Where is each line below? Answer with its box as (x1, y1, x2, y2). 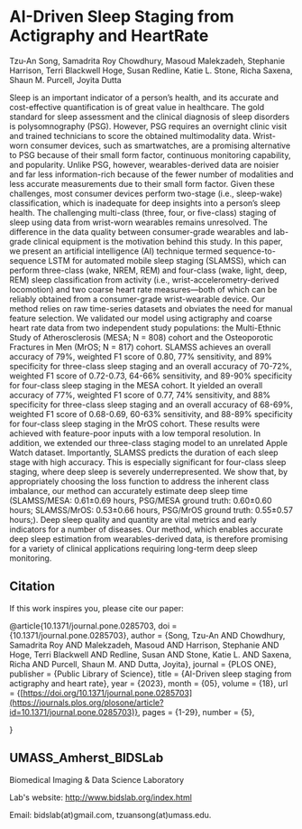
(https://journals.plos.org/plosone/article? (9, 697, 164, 708)
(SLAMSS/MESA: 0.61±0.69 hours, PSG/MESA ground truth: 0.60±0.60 (9, 495, 272, 506)
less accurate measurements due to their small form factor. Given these (9, 178, 275, 189)
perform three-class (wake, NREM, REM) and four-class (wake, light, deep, (9, 265, 288, 275)
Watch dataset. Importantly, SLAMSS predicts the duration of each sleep (9, 447, 279, 458)
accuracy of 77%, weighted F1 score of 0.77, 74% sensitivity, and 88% (9, 389, 271, 400)
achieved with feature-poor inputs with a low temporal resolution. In (9, 427, 261, 439)
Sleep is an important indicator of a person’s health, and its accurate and (9, 92, 279, 103)
